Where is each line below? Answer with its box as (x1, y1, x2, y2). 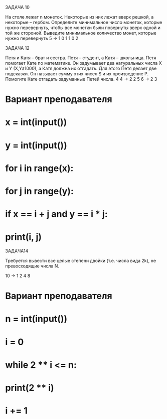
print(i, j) (5, 231, 42, 243)
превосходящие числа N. (5, 263, 59, 269)
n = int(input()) (5, 313, 68, 325)
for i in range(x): (5, 163, 74, 174)
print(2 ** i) (5, 382, 54, 393)
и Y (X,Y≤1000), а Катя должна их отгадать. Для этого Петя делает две (5, 65, 157, 71)
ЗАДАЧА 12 (5, 45, 30, 51)
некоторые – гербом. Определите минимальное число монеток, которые (5, 20, 162, 25)
